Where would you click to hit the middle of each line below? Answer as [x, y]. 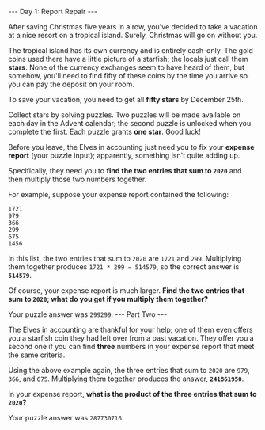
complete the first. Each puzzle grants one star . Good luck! [105, 131]
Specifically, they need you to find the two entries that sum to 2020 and [125, 171]
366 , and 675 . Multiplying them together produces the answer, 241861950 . [126, 379]
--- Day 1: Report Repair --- [53, 11]
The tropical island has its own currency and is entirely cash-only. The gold [131, 50]
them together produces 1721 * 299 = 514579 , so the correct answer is [124, 267]
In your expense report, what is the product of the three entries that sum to [132, 394]
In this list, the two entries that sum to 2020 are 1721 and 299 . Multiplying [125, 258]
